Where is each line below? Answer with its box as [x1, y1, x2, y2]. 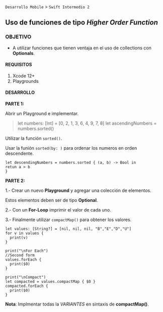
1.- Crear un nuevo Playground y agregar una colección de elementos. [5, 187, 152, 193]
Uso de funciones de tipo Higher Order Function [5, 18, 158, 27]
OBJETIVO [5, 33, 32, 40]
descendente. [5, 150, 34, 157]
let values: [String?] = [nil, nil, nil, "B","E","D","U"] [5, 227, 132, 232]
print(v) [10, 235, 28, 240]
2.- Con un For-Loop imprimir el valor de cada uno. [5, 207, 112, 213]
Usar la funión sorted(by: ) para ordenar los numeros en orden [5, 145, 137, 151]
